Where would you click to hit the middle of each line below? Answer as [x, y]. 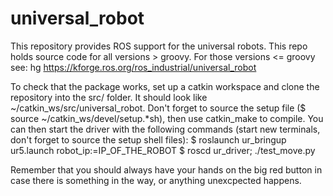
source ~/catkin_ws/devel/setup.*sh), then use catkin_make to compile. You [167, 118]
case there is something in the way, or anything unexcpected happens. [156, 180]
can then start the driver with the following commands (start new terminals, [165, 129]
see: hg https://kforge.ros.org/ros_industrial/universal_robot [133, 67]
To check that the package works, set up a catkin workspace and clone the [165, 86]
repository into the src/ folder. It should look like [109, 97]
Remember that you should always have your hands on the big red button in [166, 169]
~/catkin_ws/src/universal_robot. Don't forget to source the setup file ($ [158, 108]
